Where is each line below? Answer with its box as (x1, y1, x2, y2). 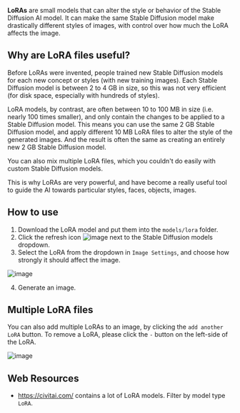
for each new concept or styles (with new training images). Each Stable (7, 76, 218, 84)
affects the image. (7, 29, 61, 37)
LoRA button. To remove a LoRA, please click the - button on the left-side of (7, 330, 229, 339)
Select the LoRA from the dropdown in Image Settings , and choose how (17, 248, 230, 256)
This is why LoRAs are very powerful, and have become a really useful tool (7, 178, 227, 186)
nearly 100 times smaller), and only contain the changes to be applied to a (7, 112, 225, 121)
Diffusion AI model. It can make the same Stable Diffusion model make (7, 14, 214, 22)
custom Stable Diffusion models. (7, 164, 104, 173)
